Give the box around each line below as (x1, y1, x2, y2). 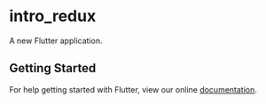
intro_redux (9, 6, 97, 26)
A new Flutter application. (9, 35, 103, 46)
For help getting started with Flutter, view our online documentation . (9, 84, 257, 94)
